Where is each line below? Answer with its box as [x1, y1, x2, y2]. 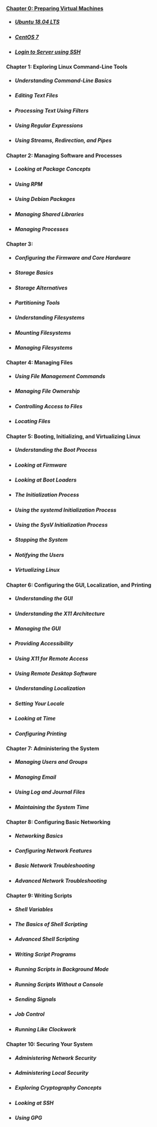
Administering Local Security [14, 1069, 89, 1076]
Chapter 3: [6, 241, 34, 248]
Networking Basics [14, 832, 63, 839]
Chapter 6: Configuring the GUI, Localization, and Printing [6, 581, 152, 588]
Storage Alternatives [14, 284, 68, 291]
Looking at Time [14, 715, 56, 722]
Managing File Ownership [14, 388, 80, 395]
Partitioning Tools [14, 299, 60, 306]
